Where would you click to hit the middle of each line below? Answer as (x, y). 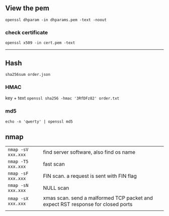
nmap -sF (18, 174)
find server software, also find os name (89, 152)
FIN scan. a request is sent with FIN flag (90, 176)
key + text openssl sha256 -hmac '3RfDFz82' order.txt (62, 98)
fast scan (54, 164)
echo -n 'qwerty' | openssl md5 (39, 122)
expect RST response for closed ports (88, 204)
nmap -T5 (18, 162)
